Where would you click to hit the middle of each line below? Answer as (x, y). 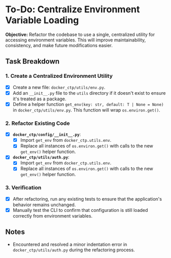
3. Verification (24, 188)
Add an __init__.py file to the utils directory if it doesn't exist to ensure (89, 93)
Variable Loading (42, 20)
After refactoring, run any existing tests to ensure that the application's (87, 199)
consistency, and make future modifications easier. (59, 45)
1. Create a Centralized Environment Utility (59, 76)
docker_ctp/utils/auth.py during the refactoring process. (74, 250)
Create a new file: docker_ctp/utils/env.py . (59, 87)
